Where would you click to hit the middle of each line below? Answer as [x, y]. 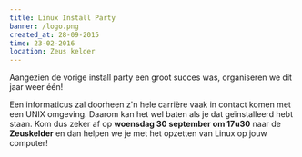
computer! [29, 143]
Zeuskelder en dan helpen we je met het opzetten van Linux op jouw [138, 133]
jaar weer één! [36, 87]
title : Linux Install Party [63, 18]
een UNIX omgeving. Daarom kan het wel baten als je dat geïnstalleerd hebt [151, 114]
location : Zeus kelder [52, 52]
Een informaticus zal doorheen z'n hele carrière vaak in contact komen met [150, 104]
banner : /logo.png [44, 26]
